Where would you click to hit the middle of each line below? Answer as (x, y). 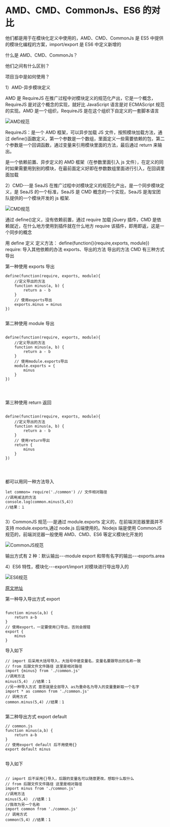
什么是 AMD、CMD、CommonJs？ (41, 55)
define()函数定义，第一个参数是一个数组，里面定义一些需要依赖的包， (83, 138)
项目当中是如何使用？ (27, 76)
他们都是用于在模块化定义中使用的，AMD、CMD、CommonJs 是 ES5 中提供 (84, 38)
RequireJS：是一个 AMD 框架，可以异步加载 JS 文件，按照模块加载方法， (82, 132)
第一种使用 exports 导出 (30, 266)
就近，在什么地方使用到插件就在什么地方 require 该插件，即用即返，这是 (85, 226)
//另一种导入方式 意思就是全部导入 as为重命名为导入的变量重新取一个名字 (72, 687)
